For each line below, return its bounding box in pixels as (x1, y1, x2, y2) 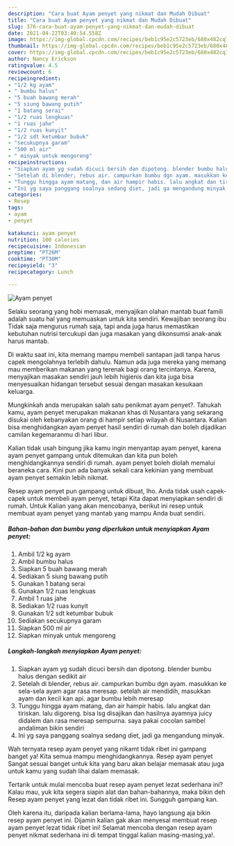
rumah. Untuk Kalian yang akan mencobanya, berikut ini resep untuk (8, 502, 203, 510)
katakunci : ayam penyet (8, 230, 77, 237)
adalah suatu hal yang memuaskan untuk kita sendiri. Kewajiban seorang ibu (8, 314, 226, 323)
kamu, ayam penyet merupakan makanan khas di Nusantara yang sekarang (8, 408, 224, 416)
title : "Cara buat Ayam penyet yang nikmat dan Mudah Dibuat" (8, 17, 192, 24)
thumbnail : (8, 42, 40, 49)
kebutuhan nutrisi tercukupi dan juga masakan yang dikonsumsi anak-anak (8, 329, 222, 337)
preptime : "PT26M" (8, 249, 61, 256)
